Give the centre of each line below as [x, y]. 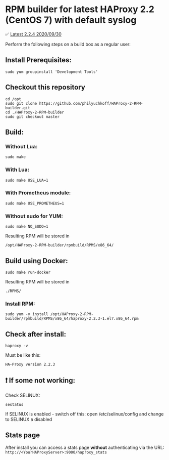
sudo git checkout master [32, 117]
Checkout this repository [45, 87]
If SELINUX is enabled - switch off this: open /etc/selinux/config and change [84, 414]
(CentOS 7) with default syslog [71, 20]
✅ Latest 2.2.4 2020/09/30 [34, 34]
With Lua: [17, 170]
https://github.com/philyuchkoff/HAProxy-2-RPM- [91, 103]
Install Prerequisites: [38, 60]
